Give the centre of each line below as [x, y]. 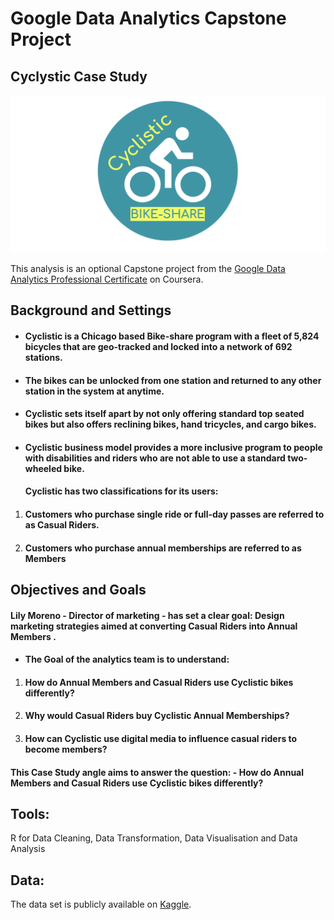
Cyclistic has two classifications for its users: [121, 491]
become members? [66, 749]
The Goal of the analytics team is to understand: [127, 659]
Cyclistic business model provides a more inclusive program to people [173, 447]
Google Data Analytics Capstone [148, 18]
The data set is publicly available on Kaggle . [101, 904]
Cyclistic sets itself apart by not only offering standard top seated [164, 414]
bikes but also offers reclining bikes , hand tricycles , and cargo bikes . [170, 424]
